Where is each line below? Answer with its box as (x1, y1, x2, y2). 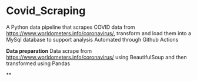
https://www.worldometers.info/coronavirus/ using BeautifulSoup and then (6, 53, 187, 60)
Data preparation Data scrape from (6, 47, 92, 54)
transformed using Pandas (6, 60, 71, 67)
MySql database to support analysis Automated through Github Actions (6, 36, 179, 43)
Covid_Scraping (6, 4, 86, 18)
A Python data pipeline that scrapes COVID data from (6, 23, 135, 31)
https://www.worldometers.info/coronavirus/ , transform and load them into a (6, 29, 192, 36)
